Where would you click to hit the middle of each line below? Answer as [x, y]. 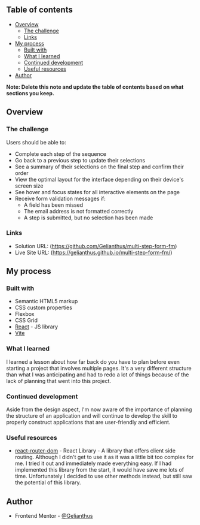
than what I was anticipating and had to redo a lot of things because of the [98, 375]
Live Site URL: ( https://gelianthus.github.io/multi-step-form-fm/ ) [93, 252]
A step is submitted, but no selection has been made [88, 218]
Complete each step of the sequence [60, 154]
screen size [29, 186]
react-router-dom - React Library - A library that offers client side [95, 451]
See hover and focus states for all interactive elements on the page [97, 192]
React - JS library [36, 327]
